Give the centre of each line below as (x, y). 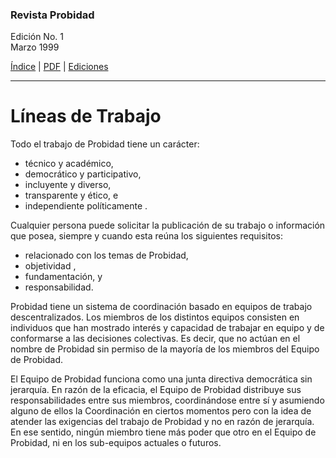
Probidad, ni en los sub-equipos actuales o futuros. (116, 443)
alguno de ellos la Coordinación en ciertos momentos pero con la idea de (161, 411)
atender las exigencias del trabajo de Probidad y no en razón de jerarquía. (162, 422)
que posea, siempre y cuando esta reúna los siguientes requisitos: (147, 236)
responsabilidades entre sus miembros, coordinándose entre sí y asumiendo (167, 400)
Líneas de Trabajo (86, 116)
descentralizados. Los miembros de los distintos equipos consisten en (155, 317)
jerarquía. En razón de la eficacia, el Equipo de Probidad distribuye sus (156, 390)
